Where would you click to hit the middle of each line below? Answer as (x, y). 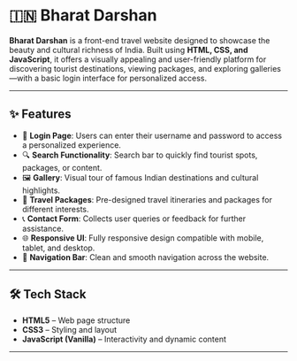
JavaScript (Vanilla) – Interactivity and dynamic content (124, 339)
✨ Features (40, 115)
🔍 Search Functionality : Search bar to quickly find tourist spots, (140, 155)
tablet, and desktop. (58, 248)
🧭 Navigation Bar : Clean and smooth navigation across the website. (145, 257)
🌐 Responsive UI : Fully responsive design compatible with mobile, (143, 238)
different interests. (56, 209)
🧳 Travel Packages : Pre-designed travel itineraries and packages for (147, 199)
